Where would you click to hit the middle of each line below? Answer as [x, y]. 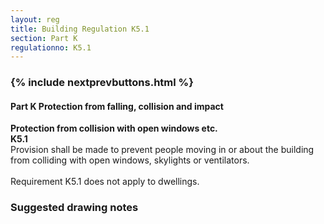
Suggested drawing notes [74, 208]
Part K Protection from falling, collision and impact [117, 106]
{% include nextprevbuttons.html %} [102, 83]
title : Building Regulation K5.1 [80, 29]
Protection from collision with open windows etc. [114, 128]
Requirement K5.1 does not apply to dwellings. [105, 182]
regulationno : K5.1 [51, 47]
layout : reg [35, 19]
